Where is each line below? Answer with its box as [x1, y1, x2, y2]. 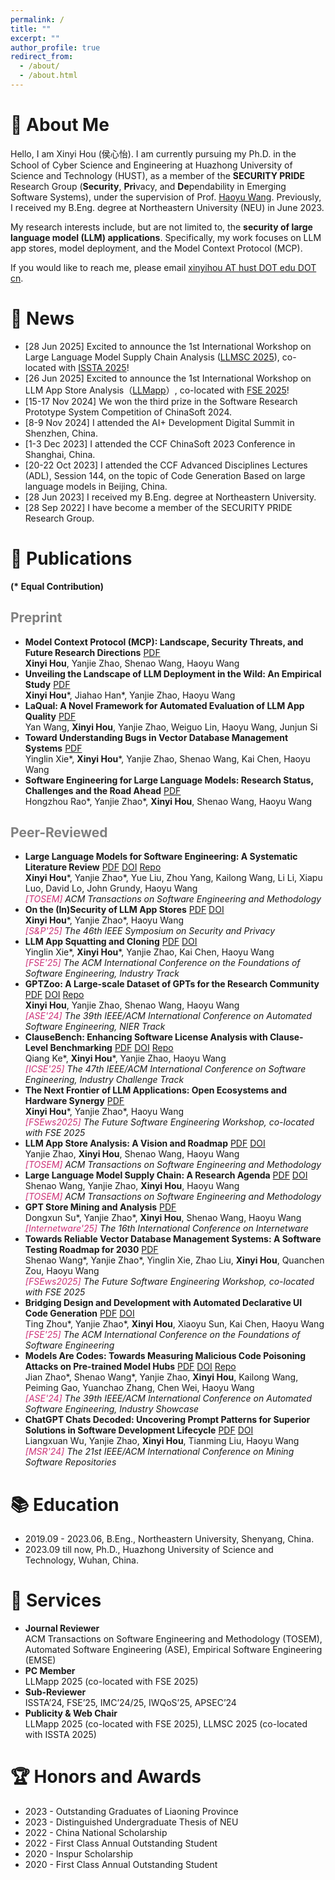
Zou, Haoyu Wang [24, 1265, 100, 1277]
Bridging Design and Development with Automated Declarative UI [24, 1297, 303, 1309]
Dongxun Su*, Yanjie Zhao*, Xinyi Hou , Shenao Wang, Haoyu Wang [24, 1212, 302, 1224]
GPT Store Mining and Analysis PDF [24, 1201, 177, 1213]
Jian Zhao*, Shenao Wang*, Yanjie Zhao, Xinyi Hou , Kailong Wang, [24, 1371, 299, 1383]
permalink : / [10, 14, 65, 25]
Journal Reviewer [24, 1622, 100, 1635]
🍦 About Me [10, 114, 110, 136]
